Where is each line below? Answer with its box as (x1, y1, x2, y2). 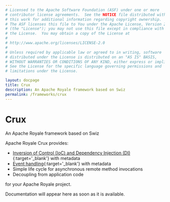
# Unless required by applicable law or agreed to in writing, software (5, 50, 162, 55)
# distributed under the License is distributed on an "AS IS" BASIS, (5, 54, 157, 60)
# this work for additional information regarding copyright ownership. (5, 17, 162, 22)
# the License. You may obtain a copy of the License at (5, 31, 130, 36)
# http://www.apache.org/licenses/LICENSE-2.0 (5, 41, 105, 46)
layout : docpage (5, 78, 39, 83)
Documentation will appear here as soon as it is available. (5, 191, 125, 197)
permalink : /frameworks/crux (5, 92, 67, 97)
